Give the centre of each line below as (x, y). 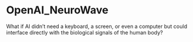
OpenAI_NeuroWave (57, 10)
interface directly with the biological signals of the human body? (85, 32)
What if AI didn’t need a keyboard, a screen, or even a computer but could (97, 26)
